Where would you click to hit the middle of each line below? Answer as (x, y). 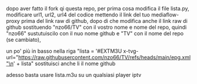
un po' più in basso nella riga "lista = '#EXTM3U (64, 51)
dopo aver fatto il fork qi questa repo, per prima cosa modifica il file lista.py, (98, 9)
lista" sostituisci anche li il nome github (69, 63)
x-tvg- (131, 51)
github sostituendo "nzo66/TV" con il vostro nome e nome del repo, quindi (96, 27)
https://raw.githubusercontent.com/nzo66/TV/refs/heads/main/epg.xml (104, 57)
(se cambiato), (24, 40)
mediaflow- (165, 15)
